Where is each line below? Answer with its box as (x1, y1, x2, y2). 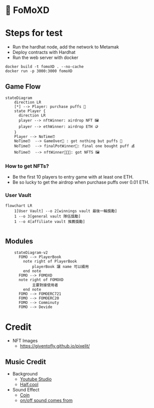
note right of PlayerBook (23, 259, 77, 264)
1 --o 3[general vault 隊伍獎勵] (14, 213, 81, 219)
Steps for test (5, 27, 63, 39)
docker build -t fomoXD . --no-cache (5, 64, 84, 69)
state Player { (14, 108, 46, 113)
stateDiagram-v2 (14, 250, 48, 255)
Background (12, 371, 38, 377)
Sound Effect (12, 387, 39, 393)
